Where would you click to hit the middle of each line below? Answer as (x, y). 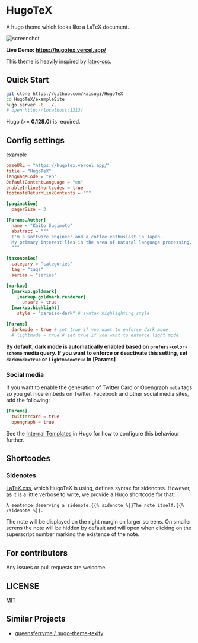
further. (15, 440)
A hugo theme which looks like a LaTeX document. (68, 27)
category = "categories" (42, 264)
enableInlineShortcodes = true (45, 188)
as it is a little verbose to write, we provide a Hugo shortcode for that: (91, 494)
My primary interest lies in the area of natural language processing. (102, 242)
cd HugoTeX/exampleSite (36, 99)
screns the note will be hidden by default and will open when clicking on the (99, 528)
